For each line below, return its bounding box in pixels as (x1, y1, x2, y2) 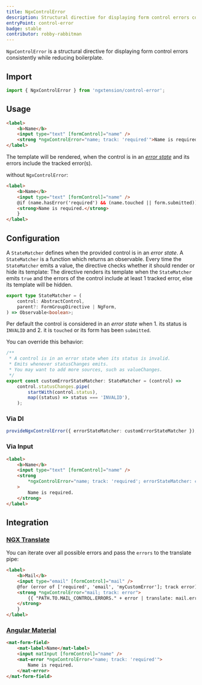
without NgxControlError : (6, 171, 69, 178)
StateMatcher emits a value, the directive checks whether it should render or (6, 262, 195, 269)
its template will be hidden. (6, 281, 73, 288)
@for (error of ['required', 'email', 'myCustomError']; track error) (17, 584, 198, 590)
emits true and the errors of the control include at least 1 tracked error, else (6, 274, 193, 281)
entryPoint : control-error (6, 20, 74, 26)
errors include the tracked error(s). (6, 160, 93, 167)
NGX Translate (6, 535, 50, 544)
